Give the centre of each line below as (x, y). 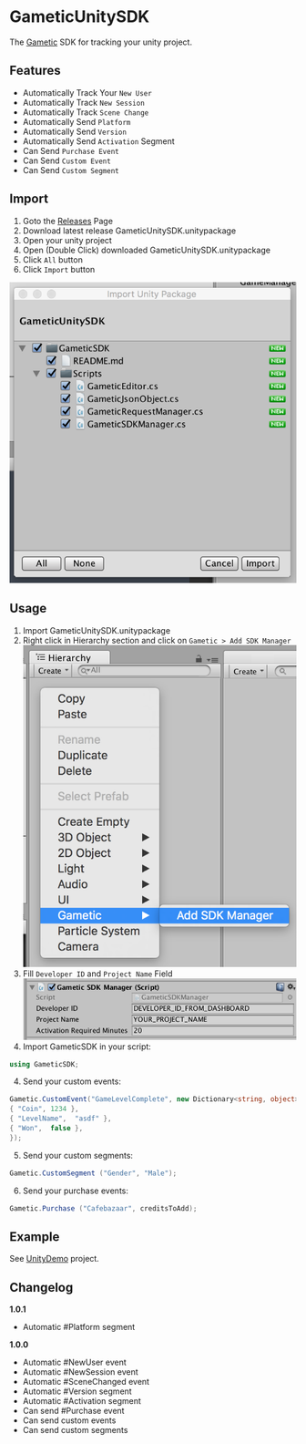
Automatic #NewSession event (80, 1372)
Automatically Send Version (75, 131)
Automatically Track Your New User (87, 92)
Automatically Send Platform (76, 121)
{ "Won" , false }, (46, 1129)
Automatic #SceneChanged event (86, 1382)
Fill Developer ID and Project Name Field (97, 974)
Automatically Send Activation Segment (98, 141)
